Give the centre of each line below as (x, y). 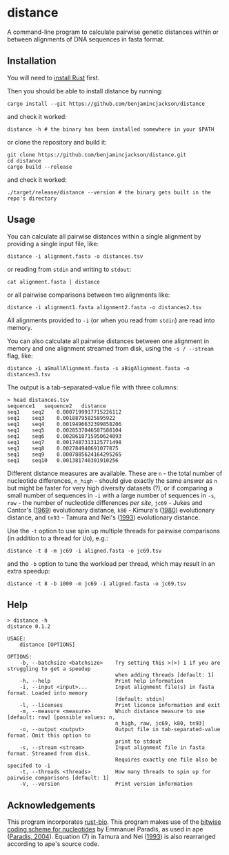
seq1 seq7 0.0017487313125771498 (64, 442)
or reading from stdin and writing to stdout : (69, 269)
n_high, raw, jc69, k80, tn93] (160, 724)
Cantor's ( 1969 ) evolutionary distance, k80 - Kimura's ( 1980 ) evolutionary (111, 510)
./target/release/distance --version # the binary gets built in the (109, 192)
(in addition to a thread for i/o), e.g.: (58, 538)
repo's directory (32, 199)
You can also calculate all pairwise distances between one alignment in (108, 341)
